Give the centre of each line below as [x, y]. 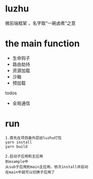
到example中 [17, 162]
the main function [43, 44]
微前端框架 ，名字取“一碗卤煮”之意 [41, 23]
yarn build [16, 147]
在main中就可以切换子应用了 [30, 172]
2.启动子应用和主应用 [24, 156]
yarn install [19, 142]
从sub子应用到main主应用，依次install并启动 [47, 167]
